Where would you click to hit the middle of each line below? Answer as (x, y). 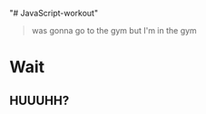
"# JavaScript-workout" (54, 13)
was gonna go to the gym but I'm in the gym (114, 30)
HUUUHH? (39, 100)
